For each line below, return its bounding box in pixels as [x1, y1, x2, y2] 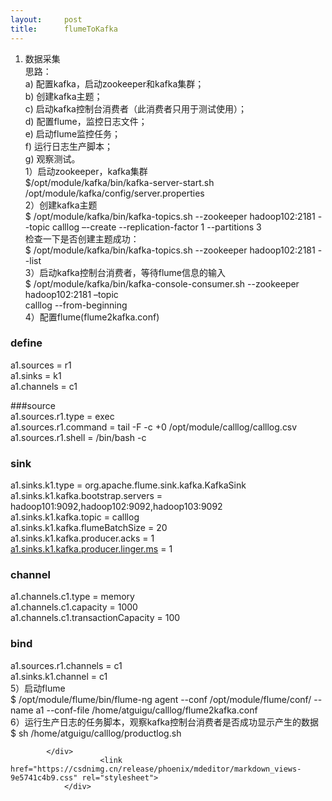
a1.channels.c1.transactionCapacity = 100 [10, 612, 181, 624]
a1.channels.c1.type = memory [10, 591, 135, 603]
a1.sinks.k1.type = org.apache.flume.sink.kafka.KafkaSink [10, 479, 247, 491]
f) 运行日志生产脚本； [24, 140, 114, 152]
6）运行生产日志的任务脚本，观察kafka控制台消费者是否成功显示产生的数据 [10, 716, 319, 728]
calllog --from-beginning [24, 299, 128, 311]
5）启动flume [10, 682, 66, 694]
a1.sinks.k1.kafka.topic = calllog [10, 511, 140, 523]
